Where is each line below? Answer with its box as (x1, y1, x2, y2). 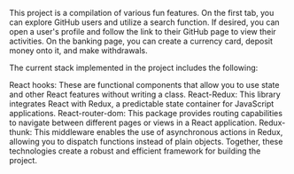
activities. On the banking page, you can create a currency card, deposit (9, 36, 273, 46)
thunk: (9, 127, 33, 137)
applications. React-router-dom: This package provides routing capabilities (9, 108, 283, 118)
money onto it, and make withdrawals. (9, 45, 148, 56)
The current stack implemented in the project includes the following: (9, 62, 259, 73)
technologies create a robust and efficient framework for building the (9, 146, 261, 156)
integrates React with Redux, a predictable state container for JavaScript (9, 99, 275, 109)
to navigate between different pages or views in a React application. (9, 117, 258, 128)
